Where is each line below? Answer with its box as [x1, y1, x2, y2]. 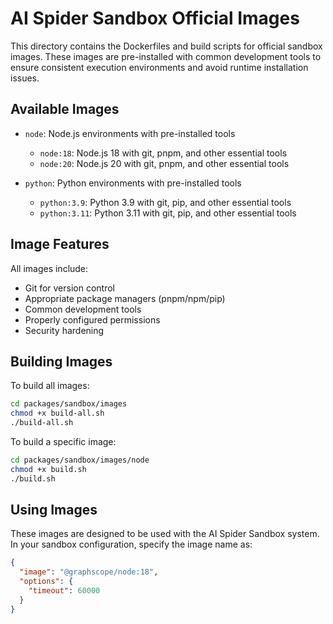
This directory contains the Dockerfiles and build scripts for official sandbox [10, 40, 323, 52]
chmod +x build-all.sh [10, 408, 105, 419]
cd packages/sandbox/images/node [10, 455, 150, 465]
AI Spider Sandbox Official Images [10, 7, 300, 30]
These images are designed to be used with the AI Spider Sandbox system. [10, 528, 320, 540]
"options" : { [19, 577, 74, 587]
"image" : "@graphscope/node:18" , [19, 567, 159, 577]
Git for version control [24, 282, 116, 294]
